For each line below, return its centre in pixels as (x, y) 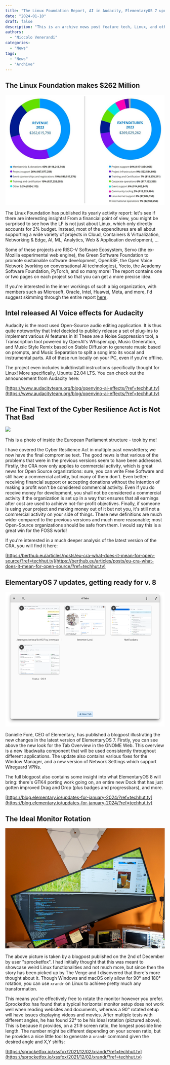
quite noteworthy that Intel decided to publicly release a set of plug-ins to (82, 331)
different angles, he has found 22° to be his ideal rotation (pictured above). (83, 1020)
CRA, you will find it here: (32, 546)
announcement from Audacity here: (42, 378)
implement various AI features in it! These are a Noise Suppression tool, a (82, 336)
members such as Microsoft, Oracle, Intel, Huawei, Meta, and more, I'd (79, 292)
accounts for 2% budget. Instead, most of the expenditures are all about (80, 229)
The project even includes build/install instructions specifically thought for (82, 367)
